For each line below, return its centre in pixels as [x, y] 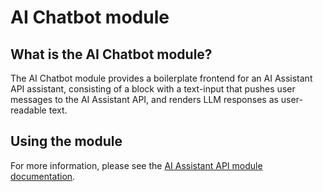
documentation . [43, 176]
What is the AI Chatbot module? [111, 54]
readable [28, 110]
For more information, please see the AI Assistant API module [136, 165]
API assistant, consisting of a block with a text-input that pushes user [153, 89]
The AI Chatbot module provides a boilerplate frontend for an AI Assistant [161, 78]
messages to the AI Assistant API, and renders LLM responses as [144, 99]
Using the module [66, 141]
